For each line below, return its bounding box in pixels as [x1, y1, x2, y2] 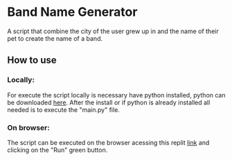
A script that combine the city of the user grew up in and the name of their [7, 27, 220, 35]
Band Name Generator [7, 4, 138, 20]
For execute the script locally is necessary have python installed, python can [7, 91, 226, 99]
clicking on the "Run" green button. [7, 146, 108, 154]
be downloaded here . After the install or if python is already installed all [7, 98, 211, 106]
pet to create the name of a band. [7, 34, 102, 42]
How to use [7, 55, 57, 66]
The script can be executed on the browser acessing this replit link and [7, 138, 210, 146]
